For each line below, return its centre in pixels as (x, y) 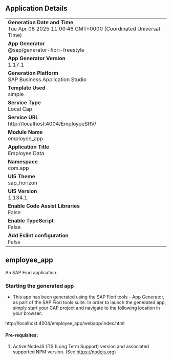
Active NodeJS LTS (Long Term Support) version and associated (81, 347)
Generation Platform (33, 73)
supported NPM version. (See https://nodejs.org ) (64, 352)
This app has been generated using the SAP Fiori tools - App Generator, (89, 297)
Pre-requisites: (22, 335)
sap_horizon (23, 183)
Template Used (27, 88)
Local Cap (20, 109)
